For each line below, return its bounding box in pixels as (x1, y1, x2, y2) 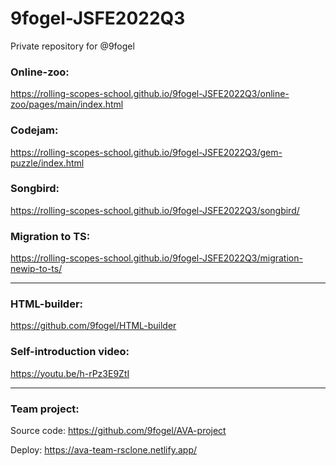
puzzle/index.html (10, 157, 85, 169)
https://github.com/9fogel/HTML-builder (10, 320, 177, 332)
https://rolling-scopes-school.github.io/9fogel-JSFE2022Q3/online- (10, 88, 290, 100)
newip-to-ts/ (10, 263, 63, 275)
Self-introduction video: (10, 345, 130, 359)
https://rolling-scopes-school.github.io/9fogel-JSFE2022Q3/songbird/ (10, 204, 300, 216)
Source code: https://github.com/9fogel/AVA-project (10, 425, 227, 437)
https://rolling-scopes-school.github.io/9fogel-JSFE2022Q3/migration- (10, 252, 303, 264)
